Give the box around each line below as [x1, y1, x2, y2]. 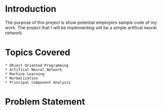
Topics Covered [5, 47, 71, 58]
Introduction [5, 3, 57, 15]
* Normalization [5, 75, 38, 81]
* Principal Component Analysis [5, 80, 71, 85]
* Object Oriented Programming [5, 63, 69, 68]
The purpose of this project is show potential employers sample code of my [5, 19, 157, 25]
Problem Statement [5, 96, 85, 108]
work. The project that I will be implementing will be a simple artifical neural [5, 24, 157, 30]
